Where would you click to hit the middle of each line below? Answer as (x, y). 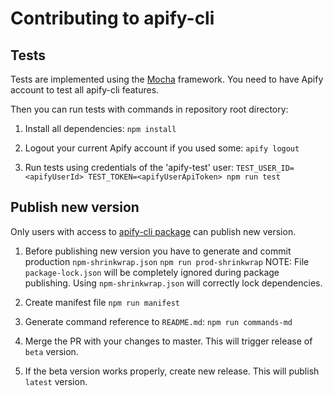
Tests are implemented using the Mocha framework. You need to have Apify (167, 79)
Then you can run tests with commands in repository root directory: (149, 109)
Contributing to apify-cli (112, 18)
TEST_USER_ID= (265, 168)
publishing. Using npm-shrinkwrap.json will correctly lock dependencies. (173, 283)
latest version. (56, 381)
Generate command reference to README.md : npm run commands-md (158, 321)
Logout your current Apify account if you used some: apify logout (162, 148)
